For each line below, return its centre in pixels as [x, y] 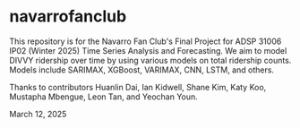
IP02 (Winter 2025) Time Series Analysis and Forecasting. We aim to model [148, 50]
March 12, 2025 [38, 114]
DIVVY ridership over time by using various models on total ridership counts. [150, 60]
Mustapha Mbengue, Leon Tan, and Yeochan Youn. [104, 97]
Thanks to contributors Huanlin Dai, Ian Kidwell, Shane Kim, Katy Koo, [138, 87]
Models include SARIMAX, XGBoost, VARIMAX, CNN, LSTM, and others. [142, 70]
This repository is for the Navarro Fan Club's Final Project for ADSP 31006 [146, 41]
